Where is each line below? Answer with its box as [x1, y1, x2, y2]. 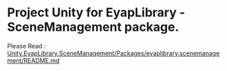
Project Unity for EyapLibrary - [7, 5, 186, 20]
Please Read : [7, 42, 46, 50]
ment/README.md [7, 56, 60, 64]
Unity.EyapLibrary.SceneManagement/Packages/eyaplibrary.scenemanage [7, 49, 220, 57]
